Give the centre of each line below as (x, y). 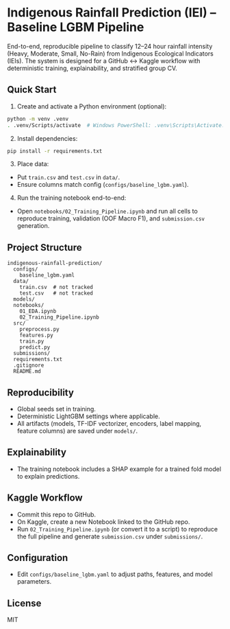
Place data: (33, 164)
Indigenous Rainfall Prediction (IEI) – (112, 13)
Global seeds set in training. (56, 409)
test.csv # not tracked (56, 293)
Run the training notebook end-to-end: (72, 198)
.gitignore (29, 365)
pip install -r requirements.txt (55, 151)
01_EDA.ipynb (38, 311)
